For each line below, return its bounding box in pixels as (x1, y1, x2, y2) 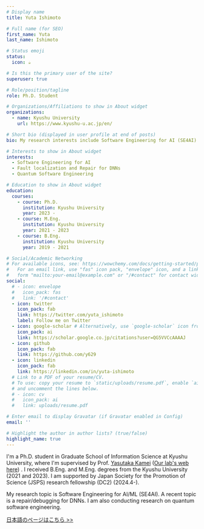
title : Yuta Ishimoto (6, 15, 61, 21)
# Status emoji (6, 48, 45, 54)
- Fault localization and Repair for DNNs (12, 165, 121, 171)
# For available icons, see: (6, 261, 80, 267)
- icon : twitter (12, 300, 53, 307)
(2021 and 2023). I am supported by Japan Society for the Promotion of (6, 472, 186, 479)
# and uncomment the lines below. (12, 385, 99, 392)
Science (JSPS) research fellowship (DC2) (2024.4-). (6, 478, 140, 486)
